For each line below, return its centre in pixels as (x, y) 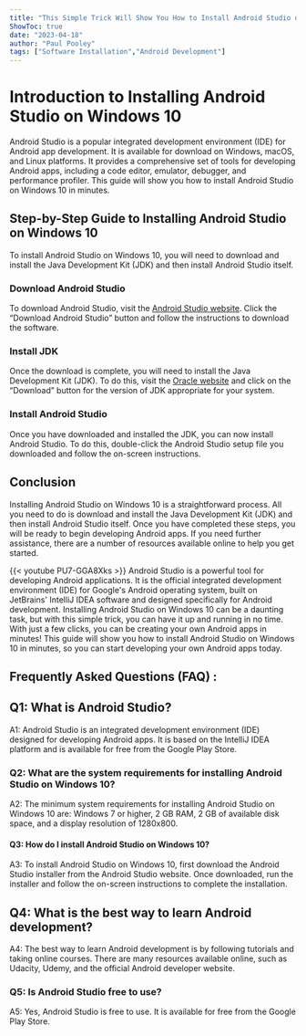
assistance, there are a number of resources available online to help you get (152, 543)
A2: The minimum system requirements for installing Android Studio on (142, 804)
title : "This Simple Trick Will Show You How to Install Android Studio (150, 18)
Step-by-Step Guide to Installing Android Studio (148, 219)
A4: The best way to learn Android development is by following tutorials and (152, 949)
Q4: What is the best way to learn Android (131, 912)
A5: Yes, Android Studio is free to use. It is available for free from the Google (153, 1012)
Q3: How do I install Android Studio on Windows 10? (110, 844)
